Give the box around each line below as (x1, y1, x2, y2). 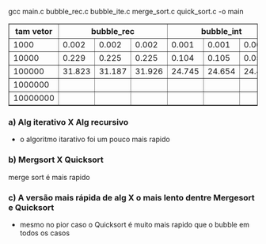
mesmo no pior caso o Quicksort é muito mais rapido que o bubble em (19, 220, 250, 229)
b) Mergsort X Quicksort (8, 154, 104, 165)
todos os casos (19, 228, 70, 238)
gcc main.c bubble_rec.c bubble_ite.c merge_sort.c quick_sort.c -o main (8, 7, 244, 16)
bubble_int (200, 26, 242, 36)
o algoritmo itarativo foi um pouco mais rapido (19, 134, 170, 145)
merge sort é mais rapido (8, 172, 90, 182)
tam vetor (15, 26, 53, 36)
